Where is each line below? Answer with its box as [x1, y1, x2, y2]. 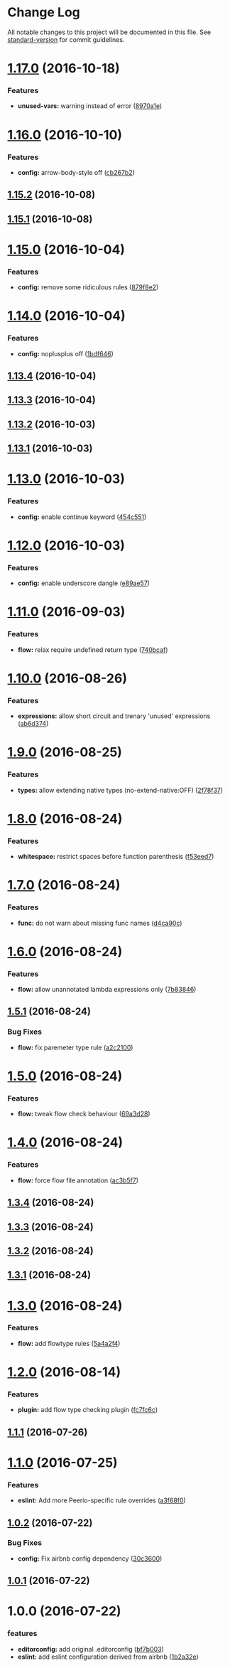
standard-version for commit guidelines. [7, 35, 125, 43]
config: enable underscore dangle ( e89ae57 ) [17, 579, 150, 587]
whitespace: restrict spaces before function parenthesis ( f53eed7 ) [17, 852, 214, 861]
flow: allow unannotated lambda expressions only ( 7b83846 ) [17, 985, 197, 994]
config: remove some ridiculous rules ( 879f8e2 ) [17, 283, 159, 292]
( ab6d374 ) [17, 720, 49, 728]
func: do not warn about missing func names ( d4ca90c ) [17, 919, 182, 927]
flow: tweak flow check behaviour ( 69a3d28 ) [17, 1110, 150, 1118]
